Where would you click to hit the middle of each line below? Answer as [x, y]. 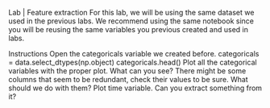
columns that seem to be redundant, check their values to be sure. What [128, 79]
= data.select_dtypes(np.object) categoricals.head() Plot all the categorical [133, 62]
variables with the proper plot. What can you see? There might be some [127, 71]
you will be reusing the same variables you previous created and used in [128, 29]
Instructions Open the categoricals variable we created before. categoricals [134, 54]
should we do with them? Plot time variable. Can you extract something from [135, 88]
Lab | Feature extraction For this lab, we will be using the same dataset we [131, 12]
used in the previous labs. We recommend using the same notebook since [131, 21]
